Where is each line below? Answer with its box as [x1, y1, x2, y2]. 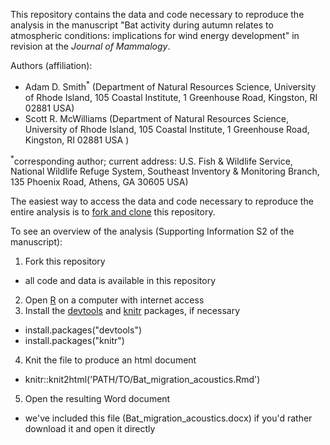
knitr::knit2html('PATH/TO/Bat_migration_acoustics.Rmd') [24, 374, 261, 386]
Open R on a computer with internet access [24, 294, 205, 306]
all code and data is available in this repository [24, 275, 217, 287]
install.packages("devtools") [24, 324, 143, 336]
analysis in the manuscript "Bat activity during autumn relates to [10, 19, 274, 31]
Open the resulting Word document [24, 393, 171, 405]
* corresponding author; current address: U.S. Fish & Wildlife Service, [10, 153, 293, 167]
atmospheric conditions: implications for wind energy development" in [10, 30, 300, 41]
